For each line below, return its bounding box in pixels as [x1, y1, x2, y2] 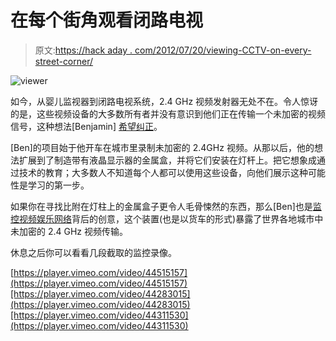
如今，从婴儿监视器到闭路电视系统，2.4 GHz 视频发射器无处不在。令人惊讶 [10, 95, 319, 107]
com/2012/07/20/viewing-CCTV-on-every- [134, 44, 312, 56]
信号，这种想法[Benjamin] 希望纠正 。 [10, 120, 163, 132]
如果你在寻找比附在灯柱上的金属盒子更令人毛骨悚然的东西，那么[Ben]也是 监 [10, 200, 322, 212]
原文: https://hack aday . [34, 44, 133, 56]
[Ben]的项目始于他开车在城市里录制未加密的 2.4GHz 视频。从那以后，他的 [10, 141, 315, 153]
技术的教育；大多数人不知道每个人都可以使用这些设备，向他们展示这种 [18, 166, 308, 178]
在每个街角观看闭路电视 [10, 9, 204, 32]
